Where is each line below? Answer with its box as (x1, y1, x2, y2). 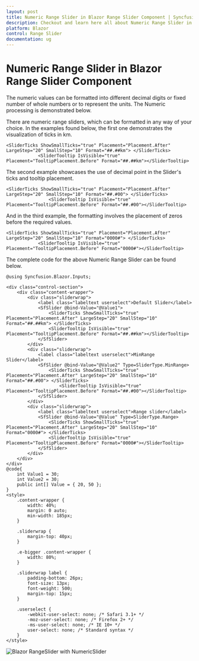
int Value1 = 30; (17, 471, 60, 477)
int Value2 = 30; (17, 476, 60, 482)
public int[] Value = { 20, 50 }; (17, 482, 102, 488)
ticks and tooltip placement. (6, 175, 74, 182)
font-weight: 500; (27, 586, 73, 592)
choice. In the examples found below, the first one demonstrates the (6, 124, 173, 131)
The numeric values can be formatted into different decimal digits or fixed (6, 94, 186, 101)
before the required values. (6, 218, 73, 226)
